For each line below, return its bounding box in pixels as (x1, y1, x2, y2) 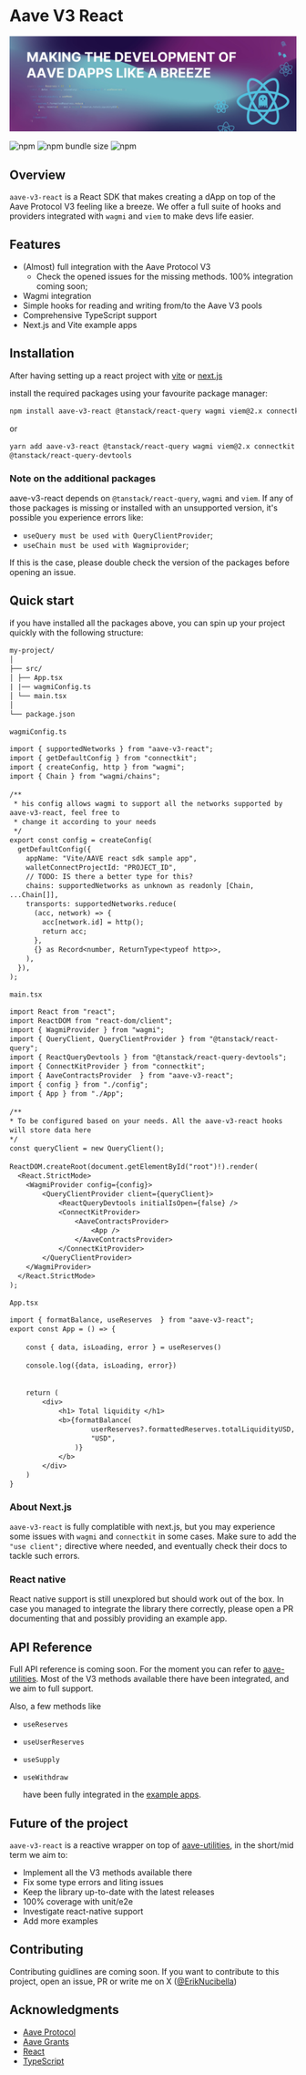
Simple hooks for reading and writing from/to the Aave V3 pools (22, 300, 262, 311)
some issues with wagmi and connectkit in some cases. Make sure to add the (9, 1531, 297, 1542)
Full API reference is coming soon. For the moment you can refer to (9, 1664, 261, 1675)
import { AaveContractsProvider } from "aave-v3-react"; (9, 1070, 234, 1080)
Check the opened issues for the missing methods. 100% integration (36, 271, 294, 282)
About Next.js (9, 1501, 73, 1513)
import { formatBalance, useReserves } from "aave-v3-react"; (9, 1315, 255, 1325)
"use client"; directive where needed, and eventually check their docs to (9, 1541, 288, 1551)
